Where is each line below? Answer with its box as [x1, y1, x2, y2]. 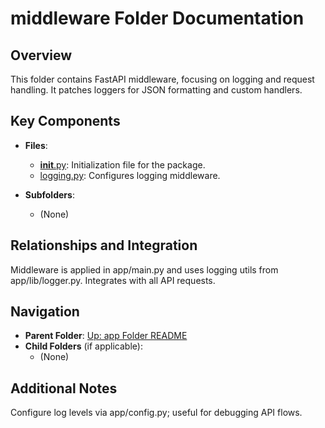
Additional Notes [10, 380, 118, 397]
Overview [10, 47, 73, 64]
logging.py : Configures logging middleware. [39, 169, 221, 181]
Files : [24, 139, 48, 151]
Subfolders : [24, 188, 75, 201]
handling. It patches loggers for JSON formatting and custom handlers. [10, 84, 303, 96]
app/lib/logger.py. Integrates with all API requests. [10, 274, 216, 286]
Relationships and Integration [10, 237, 198, 254]
